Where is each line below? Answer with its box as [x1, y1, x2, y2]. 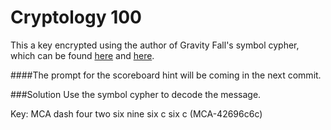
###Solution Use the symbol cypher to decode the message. [10, 88, 262, 100]
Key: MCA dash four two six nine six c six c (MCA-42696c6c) [10, 107, 263, 120]
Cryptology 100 [10, 6, 142, 29]
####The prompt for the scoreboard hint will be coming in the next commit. [10, 69, 322, 81]
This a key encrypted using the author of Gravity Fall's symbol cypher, [10, 39, 300, 51]
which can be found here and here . [10, 49, 155, 61]
